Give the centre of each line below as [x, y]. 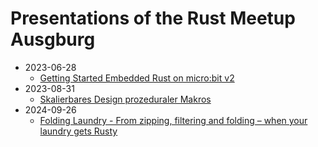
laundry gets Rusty [78, 131]
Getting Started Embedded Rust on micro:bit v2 [137, 78]
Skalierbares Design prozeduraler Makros [125, 99]
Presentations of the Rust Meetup [153, 18]
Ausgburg [53, 39]
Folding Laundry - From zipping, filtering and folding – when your [173, 120]
